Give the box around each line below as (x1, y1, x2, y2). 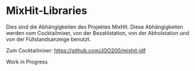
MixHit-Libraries (6, 4, 88, 17)
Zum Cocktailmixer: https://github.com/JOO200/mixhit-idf (6, 47, 146, 54)
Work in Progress (6, 58, 48, 65)
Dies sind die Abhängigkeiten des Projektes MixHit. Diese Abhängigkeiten (6, 23, 183, 30)
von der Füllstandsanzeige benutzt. (6, 35, 91, 42)
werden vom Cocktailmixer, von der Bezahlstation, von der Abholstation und (6, 29, 189, 36)
